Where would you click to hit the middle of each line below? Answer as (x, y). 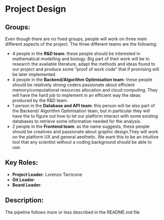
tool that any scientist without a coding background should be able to (82, 142)
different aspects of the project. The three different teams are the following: (81, 44)
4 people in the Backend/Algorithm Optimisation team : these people (82, 80)
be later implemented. (34, 74)
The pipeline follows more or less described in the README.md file (72, 212)
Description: (24, 200)
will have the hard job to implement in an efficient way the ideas (76, 95)
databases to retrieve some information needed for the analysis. (77, 121)
